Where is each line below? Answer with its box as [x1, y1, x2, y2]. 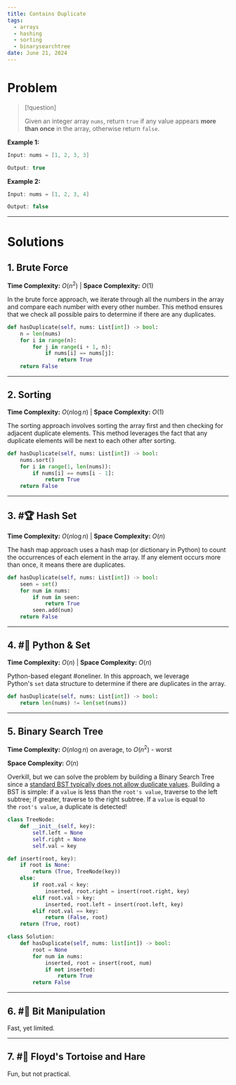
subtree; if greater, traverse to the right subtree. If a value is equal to [7, 795, 205, 803]
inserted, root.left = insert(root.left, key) [44, 901, 184, 908]
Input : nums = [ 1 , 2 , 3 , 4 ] [7, 191, 90, 198]
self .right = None [32, 836, 86, 843]
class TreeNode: [7, 816, 55, 824]
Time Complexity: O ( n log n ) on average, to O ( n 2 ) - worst [7, 744, 172, 754]
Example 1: [7, 138, 40, 146]
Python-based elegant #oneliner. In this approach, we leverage [7, 672, 190, 680]
